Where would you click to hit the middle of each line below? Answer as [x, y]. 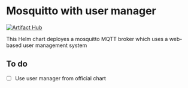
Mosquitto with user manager [81, 11]
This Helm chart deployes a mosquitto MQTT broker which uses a [87, 39]
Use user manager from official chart [60, 78]
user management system [55, 45]
